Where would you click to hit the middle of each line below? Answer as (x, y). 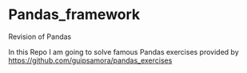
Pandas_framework (74, 15)
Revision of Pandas (40, 36)
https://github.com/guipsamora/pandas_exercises (90, 60)
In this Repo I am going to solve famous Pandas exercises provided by (124, 52)
